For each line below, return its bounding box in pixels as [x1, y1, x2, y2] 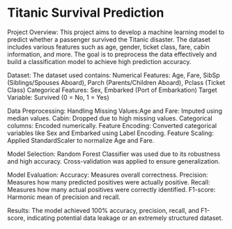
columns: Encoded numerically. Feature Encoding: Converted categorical [7, 121, 217, 129]
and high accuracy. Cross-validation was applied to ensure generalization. [7, 157, 221, 165]
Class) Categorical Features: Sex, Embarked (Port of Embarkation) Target [7, 86, 217, 94]
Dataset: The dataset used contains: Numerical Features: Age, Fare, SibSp [7, 71, 221, 79]
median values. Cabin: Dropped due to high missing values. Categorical [7, 113, 212, 123]
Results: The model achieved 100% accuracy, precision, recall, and [7, 206, 200, 214]
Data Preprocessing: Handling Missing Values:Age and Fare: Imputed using [7, 106, 223, 115]
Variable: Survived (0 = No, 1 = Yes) [7, 93, 109, 102]
